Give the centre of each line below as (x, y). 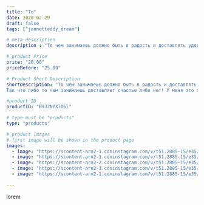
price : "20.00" (25, 62)
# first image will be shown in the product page (70, 140)
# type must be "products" (40, 118)
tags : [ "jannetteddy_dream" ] (43, 29)
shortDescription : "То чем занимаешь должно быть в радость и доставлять (102, 85)
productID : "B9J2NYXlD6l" (39, 107)
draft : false (23, 23)
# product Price (27, 57)
